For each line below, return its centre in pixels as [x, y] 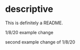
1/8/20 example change [29, 32]
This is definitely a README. [34, 23]
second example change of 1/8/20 [40, 42]
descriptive [29, 9]
